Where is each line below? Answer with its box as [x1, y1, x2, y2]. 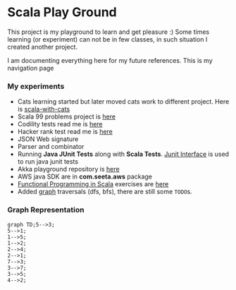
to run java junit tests [17, 157, 79, 166]
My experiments [7, 81, 65, 91]
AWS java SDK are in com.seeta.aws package [17, 172, 153, 181]
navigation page [7, 64, 54, 72]
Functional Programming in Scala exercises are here [17, 180, 169, 188]
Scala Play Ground [7, 4, 118, 20]
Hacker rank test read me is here [17, 128, 113, 136]
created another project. [7, 42, 78, 51]
